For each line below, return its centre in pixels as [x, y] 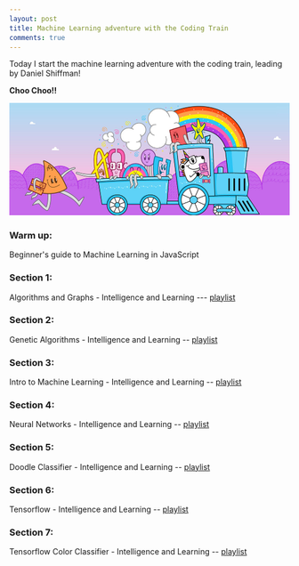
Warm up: [31, 235]
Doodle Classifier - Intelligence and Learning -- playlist [110, 466]
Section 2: [32, 320]
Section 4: [32, 405]
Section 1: [31, 278]
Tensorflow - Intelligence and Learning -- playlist [99, 509]
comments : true [37, 37]
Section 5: [32, 448]
